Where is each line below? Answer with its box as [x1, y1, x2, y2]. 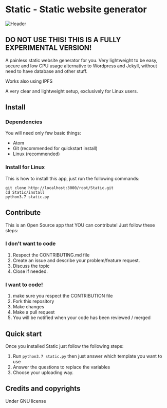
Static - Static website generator [5, 4, 147, 15]
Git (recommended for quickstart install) [12, 145, 98, 152]
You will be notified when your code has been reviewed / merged [12, 314, 151, 321]
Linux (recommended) [12, 151, 60, 157]
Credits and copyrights [5, 384, 81, 393]
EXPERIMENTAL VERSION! [5, 44, 92, 52]
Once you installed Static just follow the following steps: [5, 343, 124, 349]
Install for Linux [5, 163, 45, 171]
